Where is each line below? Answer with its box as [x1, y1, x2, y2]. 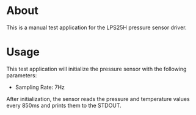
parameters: [6, 71, 37, 79]
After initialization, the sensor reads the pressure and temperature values [6, 95, 191, 102]
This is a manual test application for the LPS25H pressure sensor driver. [6, 24, 187, 31]
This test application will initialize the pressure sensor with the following [6, 65, 187, 72]
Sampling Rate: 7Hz [15, 83, 65, 91]
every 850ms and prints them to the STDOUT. [6, 102, 122, 109]
